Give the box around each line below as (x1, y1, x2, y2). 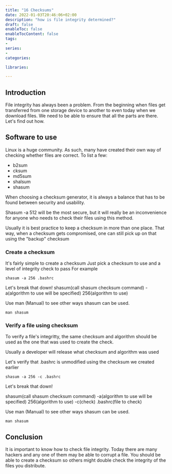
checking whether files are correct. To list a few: (5, 152, 108, 158)
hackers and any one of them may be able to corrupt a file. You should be (5, 452, 161, 458)
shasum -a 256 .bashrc (5, 276, 54, 281)
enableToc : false (5, 27, 43, 32)
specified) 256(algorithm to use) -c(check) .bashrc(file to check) (5, 399, 142, 405)
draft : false (5, 22, 33, 27)
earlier (5, 364, 19, 371)
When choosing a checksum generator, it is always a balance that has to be (5, 194, 165, 200)
